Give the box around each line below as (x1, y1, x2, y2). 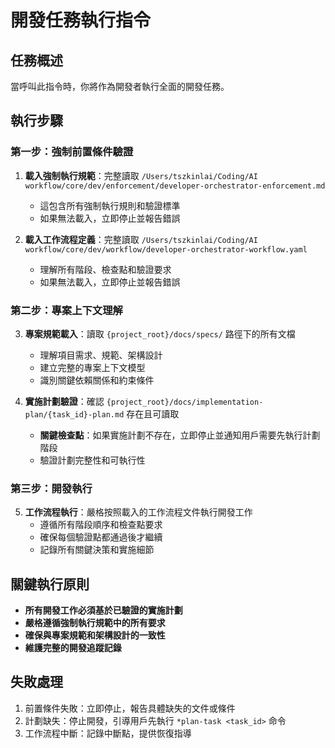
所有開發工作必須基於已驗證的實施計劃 (24, 604, 183, 616)
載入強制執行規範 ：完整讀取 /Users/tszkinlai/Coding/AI (24, 169, 258, 181)
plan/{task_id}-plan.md (24, 409, 125, 420)
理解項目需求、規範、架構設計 (39, 349, 163, 361)
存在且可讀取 (126, 407, 180, 420)
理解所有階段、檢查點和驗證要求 (39, 263, 172, 275)
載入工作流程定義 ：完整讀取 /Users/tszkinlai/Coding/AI (24, 233, 258, 245)
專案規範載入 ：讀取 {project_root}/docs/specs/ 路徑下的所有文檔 (24, 327, 296, 340)
